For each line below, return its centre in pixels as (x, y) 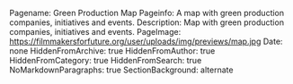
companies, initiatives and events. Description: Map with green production (147, 22)
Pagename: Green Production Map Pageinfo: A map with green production (147, 13)
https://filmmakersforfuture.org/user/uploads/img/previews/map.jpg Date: (146, 41)
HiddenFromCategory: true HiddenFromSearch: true (106, 60)
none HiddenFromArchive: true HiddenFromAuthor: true (112, 51)
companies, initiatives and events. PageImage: (95, 32)
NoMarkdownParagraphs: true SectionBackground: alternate (121, 70)
